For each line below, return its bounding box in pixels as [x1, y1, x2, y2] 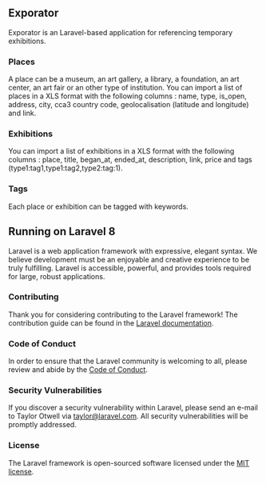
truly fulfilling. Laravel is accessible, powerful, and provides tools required [8, 263, 252, 273]
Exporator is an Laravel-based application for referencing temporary [8, 27, 233, 37]
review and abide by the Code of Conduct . [8, 365, 148, 374]
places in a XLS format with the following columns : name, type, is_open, [8, 91, 248, 101]
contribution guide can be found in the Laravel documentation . [8, 318, 214, 327]
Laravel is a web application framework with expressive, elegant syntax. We [8, 246, 258, 255]
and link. [8, 108, 37, 118]
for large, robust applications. [8, 271, 105, 281]
